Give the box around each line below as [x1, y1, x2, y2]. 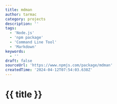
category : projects [5, 16, 46, 21]
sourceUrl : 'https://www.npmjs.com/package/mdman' [5, 63, 113, 68]
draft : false [5, 58, 32, 63]
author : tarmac [5, 12, 37, 17]
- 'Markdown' [9, 44, 37, 49]
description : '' [5, 21, 39, 26]
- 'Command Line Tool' [9, 40, 57, 45]
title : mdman [5, 7, 32, 12]
